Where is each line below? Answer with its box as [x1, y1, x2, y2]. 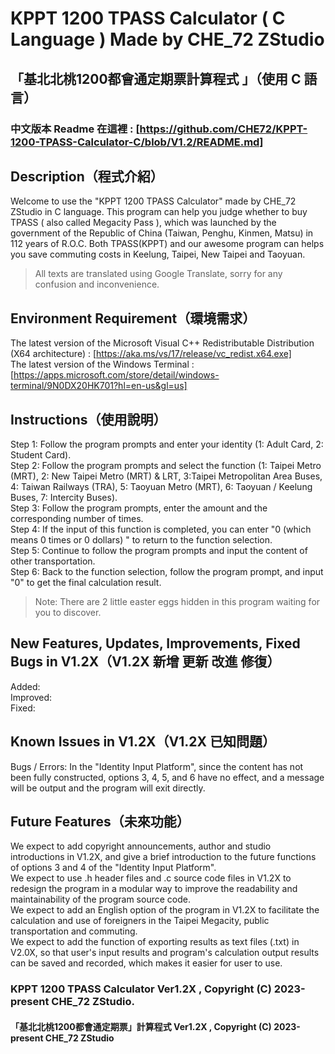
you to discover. [34, 606, 102, 618]
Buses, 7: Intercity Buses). [10, 491, 118, 503]
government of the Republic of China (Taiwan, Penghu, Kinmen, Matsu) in [10, 227, 314, 239]
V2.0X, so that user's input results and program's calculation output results [10, 947, 320, 959]
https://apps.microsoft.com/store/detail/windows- [13, 369, 220, 381]
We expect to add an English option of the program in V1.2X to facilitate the [10, 904, 320, 916]
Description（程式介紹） [10, 168, 164, 185]
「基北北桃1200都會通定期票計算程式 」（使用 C [10, 70, 302, 87]
